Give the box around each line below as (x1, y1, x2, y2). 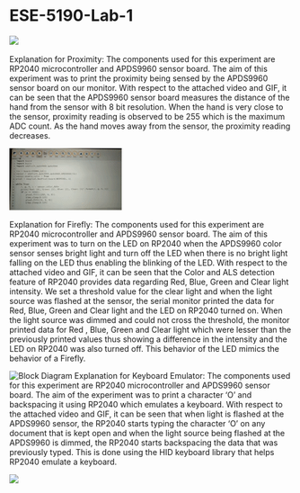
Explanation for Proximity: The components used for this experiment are (9, 53, 276, 64)
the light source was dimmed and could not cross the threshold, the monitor (9, 314, 290, 325)
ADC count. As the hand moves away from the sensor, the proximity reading (9, 121, 291, 131)
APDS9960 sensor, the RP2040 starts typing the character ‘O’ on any (9, 417, 266, 428)
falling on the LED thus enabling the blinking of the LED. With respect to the (9, 257, 287, 268)
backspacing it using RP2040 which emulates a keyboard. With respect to (9, 399, 283, 409)
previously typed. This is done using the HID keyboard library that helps (9, 446, 275, 457)
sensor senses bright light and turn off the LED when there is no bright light (9, 247, 288, 258)
